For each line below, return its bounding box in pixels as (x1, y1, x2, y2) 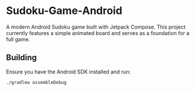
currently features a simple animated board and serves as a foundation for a (6, 29, 190, 36)
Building (6, 52, 37, 62)
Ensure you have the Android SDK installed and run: (6, 68, 131, 75)
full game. (6, 36, 30, 43)
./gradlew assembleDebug (6, 79, 67, 85)
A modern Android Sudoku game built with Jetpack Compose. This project (6, 23, 186, 30)
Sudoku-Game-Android (6, 4, 123, 17)
